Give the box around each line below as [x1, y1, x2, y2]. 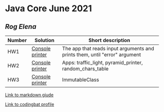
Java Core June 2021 [5, 3, 92, 14]
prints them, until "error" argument [62, 51, 142, 58]
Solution [34, 37, 55, 44]
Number [7, 37, 27, 44]
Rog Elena [5, 22, 37, 31]
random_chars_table [62, 66, 109, 72]
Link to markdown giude [5, 92, 54, 98]
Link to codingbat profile [5, 101, 55, 107]
